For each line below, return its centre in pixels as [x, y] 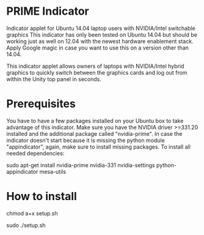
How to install [42, 196]
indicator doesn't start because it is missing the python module [86, 140]
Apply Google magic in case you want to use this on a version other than [98, 48]
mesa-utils [53, 171]
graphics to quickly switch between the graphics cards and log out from [97, 72]
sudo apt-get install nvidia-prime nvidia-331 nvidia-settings [81, 165]
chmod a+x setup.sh [32, 213]
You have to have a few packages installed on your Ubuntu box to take [95, 121]
